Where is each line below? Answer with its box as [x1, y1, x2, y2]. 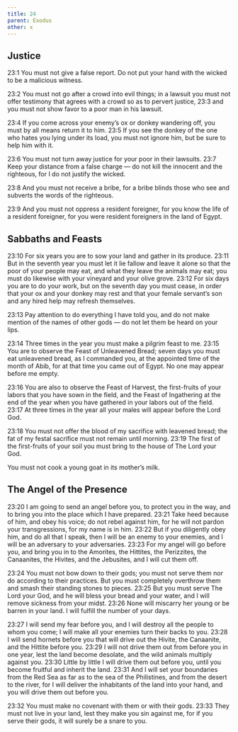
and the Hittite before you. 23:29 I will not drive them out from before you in [7, 642, 228, 651]
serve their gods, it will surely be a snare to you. [7, 716, 147, 725]
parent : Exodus [7, 17, 52, 24]
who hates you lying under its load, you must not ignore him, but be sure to [7, 134, 227, 142]
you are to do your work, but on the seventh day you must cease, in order [7, 282, 222, 290]
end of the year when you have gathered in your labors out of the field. [7, 398, 214, 406]
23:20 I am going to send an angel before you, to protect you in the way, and [7, 502, 231, 510]
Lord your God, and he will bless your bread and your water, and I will [7, 591, 210, 600]
